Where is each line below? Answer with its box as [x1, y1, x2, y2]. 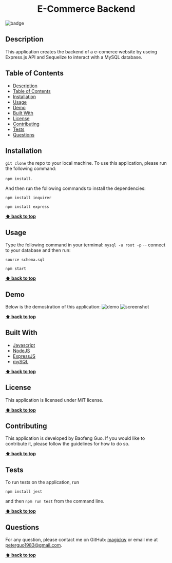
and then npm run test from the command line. [5, 498, 105, 504]
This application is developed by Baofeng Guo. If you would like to [5, 435, 145, 441]
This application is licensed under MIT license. [5, 397, 104, 403]
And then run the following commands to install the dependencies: [5, 185, 146, 191]
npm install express [5, 204, 50, 209]
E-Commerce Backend [37, 3, 136, 15]
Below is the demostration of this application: [5, 304, 101, 309]
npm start [5, 266, 27, 271]
